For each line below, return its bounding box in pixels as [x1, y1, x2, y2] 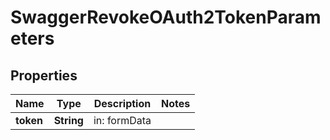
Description [93, 97, 152, 110]
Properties [10, 67, 78, 84]
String [53, 114, 84, 127]
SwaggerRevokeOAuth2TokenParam [10, 6, 322, 29]
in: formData [93, 114, 152, 127]
